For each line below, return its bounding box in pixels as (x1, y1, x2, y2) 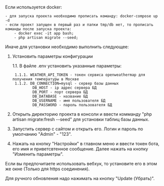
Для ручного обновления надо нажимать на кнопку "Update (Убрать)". (5, 176, 155, 181)
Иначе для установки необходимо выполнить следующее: (5, 44, 129, 50)
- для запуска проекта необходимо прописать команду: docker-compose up (5, 14, 158, 19)
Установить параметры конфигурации (12, 54, 93, 59)
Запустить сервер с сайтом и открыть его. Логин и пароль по (12, 126, 143, 132)
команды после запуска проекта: (5, 27, 72, 31)
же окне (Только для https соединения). (5, 166, 90, 172)
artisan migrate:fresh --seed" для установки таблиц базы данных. (12, 117, 150, 122)
